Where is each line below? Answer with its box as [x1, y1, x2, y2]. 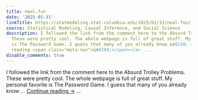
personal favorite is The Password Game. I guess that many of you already [6, 81, 187, 88]
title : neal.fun [6, 8, 46, 15]
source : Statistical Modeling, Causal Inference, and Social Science [6, 25, 181, 31]
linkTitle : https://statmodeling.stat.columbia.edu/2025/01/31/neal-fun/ [6, 19, 192, 25]
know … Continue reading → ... [6, 87, 81, 94]
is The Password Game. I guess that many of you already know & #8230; [11, 42, 189, 48]
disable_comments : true [6, 52, 65, 58]
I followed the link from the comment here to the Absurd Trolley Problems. [6, 68, 186, 75]
